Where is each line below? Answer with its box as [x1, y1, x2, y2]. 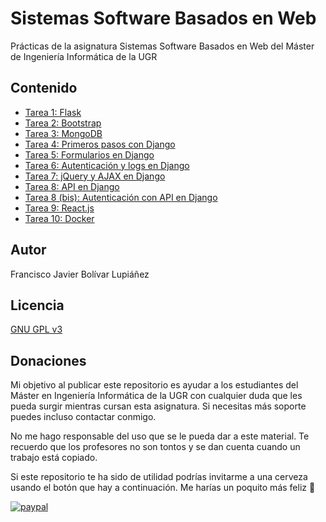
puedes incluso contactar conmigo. [10, 411, 157, 423]
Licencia [10, 297, 65, 314]
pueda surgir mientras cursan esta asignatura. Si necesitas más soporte [10, 400, 307, 412]
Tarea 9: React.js [24, 202, 95, 214]
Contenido [10, 80, 78, 97]
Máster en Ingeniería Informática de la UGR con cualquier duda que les [10, 390, 303, 402]
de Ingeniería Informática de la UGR [10, 50, 158, 62]
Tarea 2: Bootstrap [24, 117, 102, 129]
